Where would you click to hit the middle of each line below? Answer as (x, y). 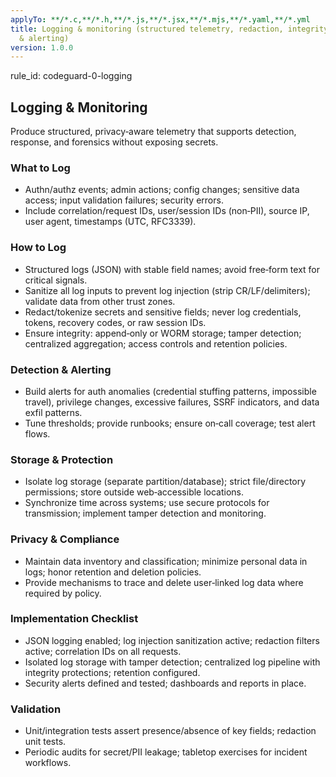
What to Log (40, 168)
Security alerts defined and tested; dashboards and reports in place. (165, 683)
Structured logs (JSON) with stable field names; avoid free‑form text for (172, 269)
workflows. (48, 763)
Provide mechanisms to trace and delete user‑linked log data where (164, 582)
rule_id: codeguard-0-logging (71, 76)
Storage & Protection (62, 459)
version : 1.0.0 (42, 47)
